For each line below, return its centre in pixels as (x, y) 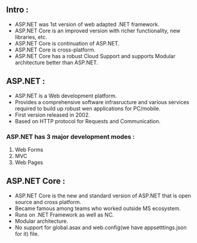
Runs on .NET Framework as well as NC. (64, 214)
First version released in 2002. (53, 115)
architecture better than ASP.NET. (56, 62)
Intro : (17, 10)
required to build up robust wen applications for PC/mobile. (87, 108)
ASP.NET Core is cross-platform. (55, 50)
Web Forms (29, 150)
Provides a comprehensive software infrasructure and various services (102, 102)
